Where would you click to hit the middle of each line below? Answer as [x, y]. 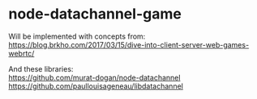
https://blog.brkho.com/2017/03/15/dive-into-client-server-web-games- [129, 44]
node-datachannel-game [95, 14]
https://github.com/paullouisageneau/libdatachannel [96, 86]
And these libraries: [41, 68]
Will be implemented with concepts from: [77, 36]
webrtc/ [21, 53]
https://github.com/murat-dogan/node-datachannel [94, 77]
